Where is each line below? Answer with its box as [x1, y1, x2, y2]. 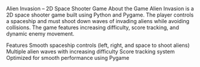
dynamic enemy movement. [6, 30, 75, 37]
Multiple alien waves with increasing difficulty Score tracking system [6, 48, 175, 55]
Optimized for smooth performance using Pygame [6, 55, 130, 61]
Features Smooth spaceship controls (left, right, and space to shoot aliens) [6, 42, 190, 49]
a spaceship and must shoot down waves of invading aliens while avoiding [6, 18, 190, 24]
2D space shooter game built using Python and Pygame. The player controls [6, 11, 194, 18]
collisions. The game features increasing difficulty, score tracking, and [6, 24, 179, 31]
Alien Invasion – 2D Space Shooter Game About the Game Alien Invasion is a [6, 5, 194, 12]
